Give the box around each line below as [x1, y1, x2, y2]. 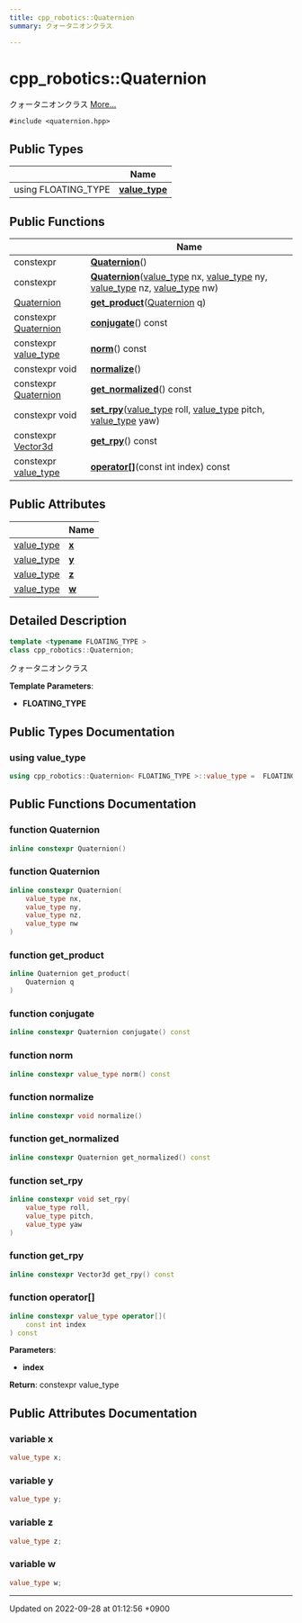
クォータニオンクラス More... [9, 99, 117, 110]
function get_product [9, 949, 105, 961]
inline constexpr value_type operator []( [9, 1312, 167, 1321]
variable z [9, 1516, 54, 1528]
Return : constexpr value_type [9, 1379, 120, 1391]
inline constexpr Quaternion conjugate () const [9, 1028, 191, 1037]
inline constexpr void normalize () [9, 1111, 143, 1121]
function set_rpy [9, 1174, 84, 1186]
